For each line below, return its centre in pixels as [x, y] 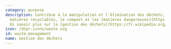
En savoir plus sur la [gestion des [49, 24]
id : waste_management [28, 34]
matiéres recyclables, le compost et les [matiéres [66, 19]
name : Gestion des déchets [34, 39]
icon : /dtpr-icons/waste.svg [36, 29]
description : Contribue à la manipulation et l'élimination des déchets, [85, 15]
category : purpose [25, 10]
